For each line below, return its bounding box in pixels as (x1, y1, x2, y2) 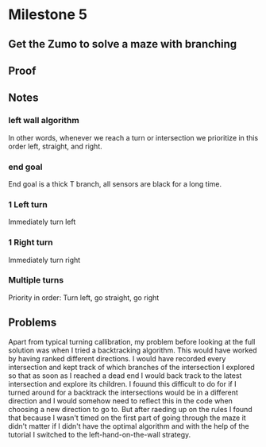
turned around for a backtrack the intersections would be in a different (8, 387, 238, 397)
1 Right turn (8, 237, 53, 248)
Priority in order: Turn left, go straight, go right (8, 292, 160, 302)
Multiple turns (8, 275, 64, 286)
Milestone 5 (8, 6, 87, 24)
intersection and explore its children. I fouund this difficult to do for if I (8, 379, 237, 388)
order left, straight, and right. (8, 141, 103, 151)
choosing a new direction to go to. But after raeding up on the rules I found (8, 404, 253, 414)
